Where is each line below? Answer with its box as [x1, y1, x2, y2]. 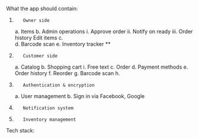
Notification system [23, 105, 74, 111]
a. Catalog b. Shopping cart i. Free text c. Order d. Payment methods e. [14, 63, 188, 70]
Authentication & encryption [23, 82, 95, 88]
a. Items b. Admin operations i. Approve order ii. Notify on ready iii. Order [14, 28, 193, 35]
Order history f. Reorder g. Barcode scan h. [14, 70, 120, 76]
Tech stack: [6, 127, 34, 134]
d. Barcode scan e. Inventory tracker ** [14, 41, 111, 47]
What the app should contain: [6, 5, 78, 12]
